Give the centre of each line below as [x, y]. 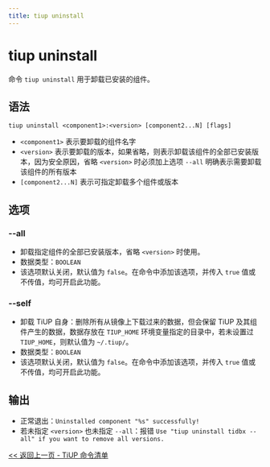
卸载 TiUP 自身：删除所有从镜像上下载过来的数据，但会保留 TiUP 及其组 [139, 322]
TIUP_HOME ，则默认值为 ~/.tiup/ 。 [76, 342]
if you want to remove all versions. [101, 440]
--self [20, 303]
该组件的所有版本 [48, 172]
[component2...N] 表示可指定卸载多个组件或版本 [99, 182]
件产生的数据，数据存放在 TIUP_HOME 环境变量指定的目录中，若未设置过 [137, 332]
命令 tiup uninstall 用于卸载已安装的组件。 [82, 79]
